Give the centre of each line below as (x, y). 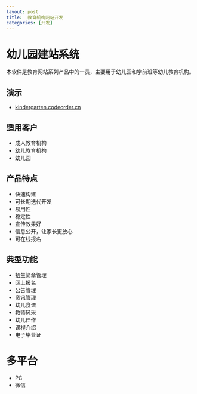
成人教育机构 (30, 143)
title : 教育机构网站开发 (35, 17)
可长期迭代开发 (33, 201)
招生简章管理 (30, 275)
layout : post (22, 12)
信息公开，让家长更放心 (44, 231)
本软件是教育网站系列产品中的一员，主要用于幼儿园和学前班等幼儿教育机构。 (100, 72)
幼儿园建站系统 (43, 54)
